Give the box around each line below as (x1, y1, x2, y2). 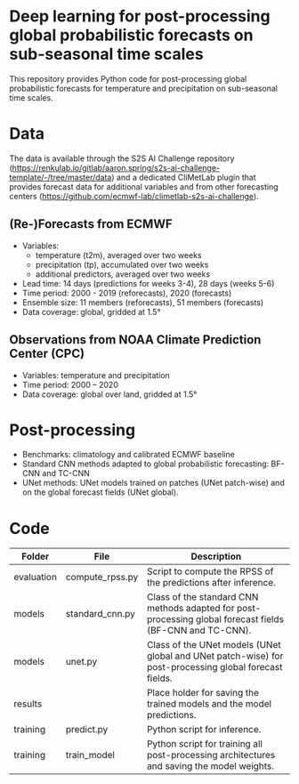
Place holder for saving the (146, 687, 260, 699)
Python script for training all (146, 738, 263, 750)
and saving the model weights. (146, 760, 274, 772)
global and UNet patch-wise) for (146, 650, 284, 662)
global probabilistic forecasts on (9, 25, 254, 45)
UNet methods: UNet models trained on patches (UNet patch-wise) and (21, 478, 285, 489)
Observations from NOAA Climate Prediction (9, 332, 262, 348)
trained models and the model (146, 698, 272, 710)
